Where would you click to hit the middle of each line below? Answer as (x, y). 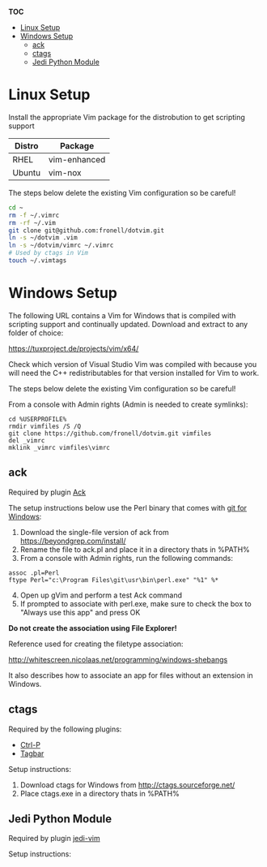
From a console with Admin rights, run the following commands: (126, 558)
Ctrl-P (30, 744)
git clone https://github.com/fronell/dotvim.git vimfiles (110, 433)
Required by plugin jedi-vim (54, 839)
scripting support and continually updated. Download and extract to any (128, 324)
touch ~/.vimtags (38, 261)
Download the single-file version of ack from (94, 532)
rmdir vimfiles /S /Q (45, 426)
